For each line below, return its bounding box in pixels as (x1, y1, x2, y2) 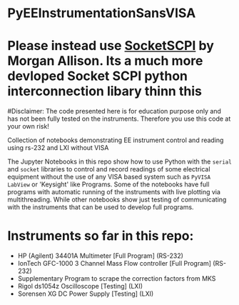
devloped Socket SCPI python (7, 68, 188, 84)
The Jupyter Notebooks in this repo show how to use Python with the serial (7, 157, 232, 166)
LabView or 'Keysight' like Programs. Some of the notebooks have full (7, 180, 210, 189)
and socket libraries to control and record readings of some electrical (7, 165, 210, 174)
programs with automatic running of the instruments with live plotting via (7, 188, 221, 196)
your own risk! (7, 122, 50, 131)
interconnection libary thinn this (7, 84, 202, 99)
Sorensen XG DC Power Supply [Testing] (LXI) (17, 289, 154, 298)
